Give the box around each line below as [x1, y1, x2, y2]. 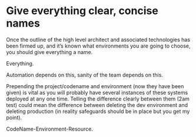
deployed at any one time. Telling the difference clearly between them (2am [6, 95, 190, 102]
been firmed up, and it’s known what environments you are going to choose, [6, 42, 191, 49]
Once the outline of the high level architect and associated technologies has [6, 36, 190, 43]
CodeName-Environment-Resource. [6, 125, 93, 132]
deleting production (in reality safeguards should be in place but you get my [6, 108, 190, 115]
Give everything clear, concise [6, 4, 159, 18]
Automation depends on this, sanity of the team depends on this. [6, 71, 164, 78]
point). [6, 113, 22, 121]
